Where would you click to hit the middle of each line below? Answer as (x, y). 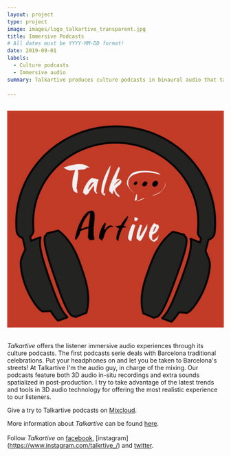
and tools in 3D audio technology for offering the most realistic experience (112, 390)
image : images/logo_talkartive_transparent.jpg (77, 29)
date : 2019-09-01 (32, 51)
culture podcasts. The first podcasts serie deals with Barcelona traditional (112, 353)
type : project (27, 22)
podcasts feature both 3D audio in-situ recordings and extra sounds (103, 375)
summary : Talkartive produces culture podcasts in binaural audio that (112, 80)
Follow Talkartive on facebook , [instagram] (68, 438)
